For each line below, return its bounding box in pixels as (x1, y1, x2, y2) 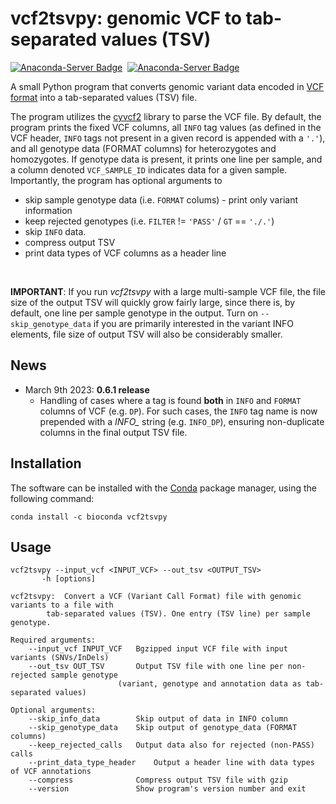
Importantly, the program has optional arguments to (10, 174, 223, 186)
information (24, 204, 73, 216)
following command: (10, 492, 95, 504)
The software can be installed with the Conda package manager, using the (10, 482, 317, 494)
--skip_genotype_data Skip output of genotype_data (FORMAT (28, 723, 298, 733)
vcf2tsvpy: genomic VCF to (10, 7, 242, 30)
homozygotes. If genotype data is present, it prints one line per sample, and (10, 153, 323, 165)
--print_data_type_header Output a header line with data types (28, 758, 315, 768)
